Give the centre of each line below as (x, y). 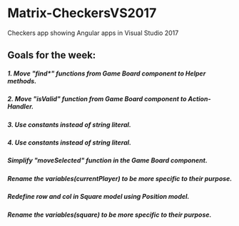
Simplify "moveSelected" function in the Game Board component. (108, 160)
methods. (22, 81)
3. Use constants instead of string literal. (70, 124)
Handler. (21, 107)
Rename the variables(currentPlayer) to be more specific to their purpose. (120, 178)
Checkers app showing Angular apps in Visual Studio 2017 (93, 33)
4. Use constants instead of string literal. (70, 143)
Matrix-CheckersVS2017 (82, 13)
